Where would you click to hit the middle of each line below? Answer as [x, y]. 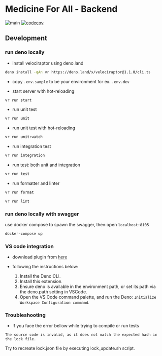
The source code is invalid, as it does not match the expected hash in [81, 335]
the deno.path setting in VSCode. [53, 292]
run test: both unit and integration [46, 165]
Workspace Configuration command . [54, 302]
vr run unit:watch [24, 137]
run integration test [32, 146]
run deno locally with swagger [42, 214]
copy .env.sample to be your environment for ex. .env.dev [71, 81]
